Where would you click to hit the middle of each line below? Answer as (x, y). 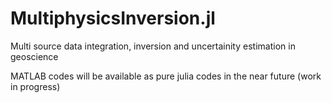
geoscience (34, 56)
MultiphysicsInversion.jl (113, 18)
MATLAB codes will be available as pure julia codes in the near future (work (166, 76)
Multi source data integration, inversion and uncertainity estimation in (153, 46)
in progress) (35, 86)
